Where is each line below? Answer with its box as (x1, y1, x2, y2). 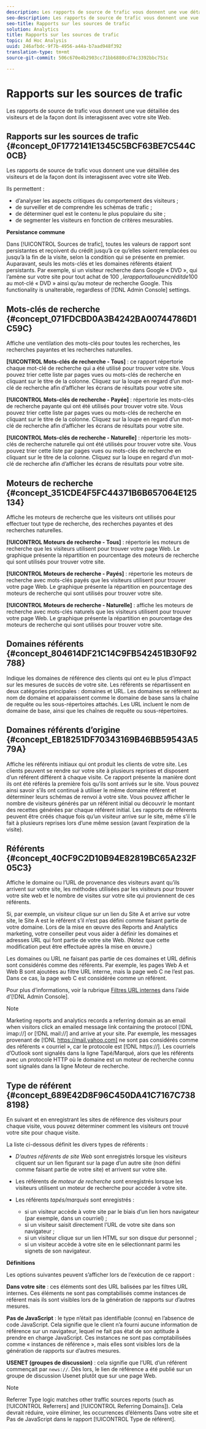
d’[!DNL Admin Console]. (6, 993, 69, 1001)
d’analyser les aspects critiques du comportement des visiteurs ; (15, 197, 179, 205)
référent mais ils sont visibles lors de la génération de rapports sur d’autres (6, 1296, 196, 1304)
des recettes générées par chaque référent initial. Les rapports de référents (6, 806, 197, 813)
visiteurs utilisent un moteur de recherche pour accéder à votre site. (15, 1184, 187, 1192)
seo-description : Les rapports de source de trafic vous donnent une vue (6, 15, 199, 21)
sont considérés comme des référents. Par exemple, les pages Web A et (6, 961, 189, 969)
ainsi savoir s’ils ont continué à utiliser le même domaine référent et (6, 786, 177, 793)
